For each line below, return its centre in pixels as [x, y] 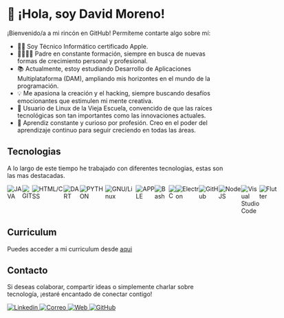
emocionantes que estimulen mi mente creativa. [85, 101]
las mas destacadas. [36, 175]
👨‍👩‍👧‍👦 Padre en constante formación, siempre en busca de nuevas [111, 54]
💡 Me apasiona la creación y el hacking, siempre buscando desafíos [114, 93]
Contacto [28, 270]
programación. [38, 86]
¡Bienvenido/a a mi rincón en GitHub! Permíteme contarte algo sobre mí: [109, 33]
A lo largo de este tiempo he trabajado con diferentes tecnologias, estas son [115, 168]
